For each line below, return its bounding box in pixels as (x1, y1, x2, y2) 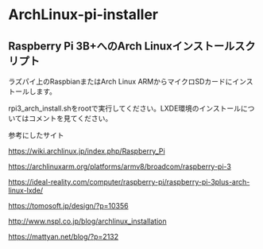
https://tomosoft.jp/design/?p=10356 (8, 201, 129, 210)
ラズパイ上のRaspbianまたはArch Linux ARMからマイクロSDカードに (8, 77, 233, 86)
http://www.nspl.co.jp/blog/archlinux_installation (8, 216, 167, 226)
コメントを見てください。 (29, 114, 113, 123)
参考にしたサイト (8, 130, 64, 140)
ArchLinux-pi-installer (8, 6, 159, 24)
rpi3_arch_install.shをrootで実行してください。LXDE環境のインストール (8, 103, 241, 113)
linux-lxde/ (8, 185, 44, 195)
